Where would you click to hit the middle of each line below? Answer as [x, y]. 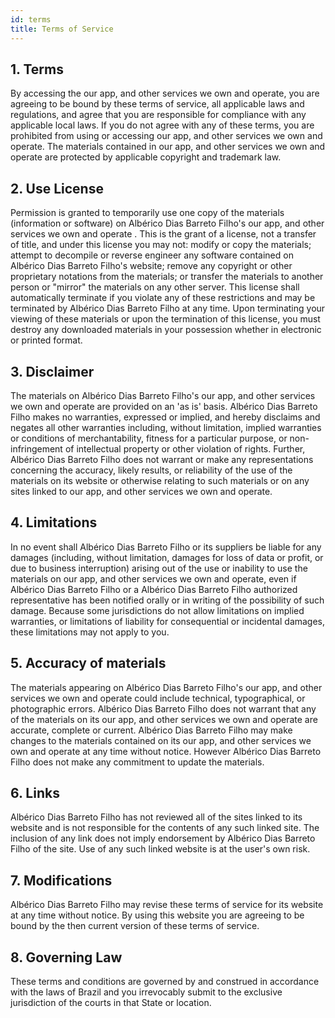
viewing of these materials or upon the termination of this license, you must [165, 319]
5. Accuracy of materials [88, 663]
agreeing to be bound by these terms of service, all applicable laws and [157, 104]
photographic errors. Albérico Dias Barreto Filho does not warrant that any [163, 708]
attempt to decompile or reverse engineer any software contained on [152, 255]
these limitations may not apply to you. [90, 632]
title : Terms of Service [62, 29]
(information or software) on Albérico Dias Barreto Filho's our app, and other [167, 223]
